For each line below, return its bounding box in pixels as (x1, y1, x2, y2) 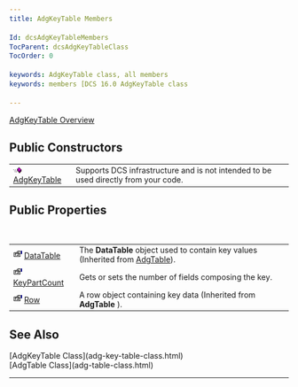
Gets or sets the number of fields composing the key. (79, 272, 273, 283)
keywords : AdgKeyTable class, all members (9, 71, 169, 80)
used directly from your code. (74, 174, 184, 185)
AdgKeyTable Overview (9, 114, 95, 125)
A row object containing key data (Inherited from (79, 289, 255, 300)
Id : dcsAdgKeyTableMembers (9, 33, 109, 42)
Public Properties (9, 203, 107, 218)
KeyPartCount (12, 277, 65, 288)
